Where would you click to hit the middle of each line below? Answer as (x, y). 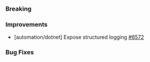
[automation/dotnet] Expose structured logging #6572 (79, 37)
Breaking (18, 9)
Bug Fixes (20, 53)
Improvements (27, 24)
